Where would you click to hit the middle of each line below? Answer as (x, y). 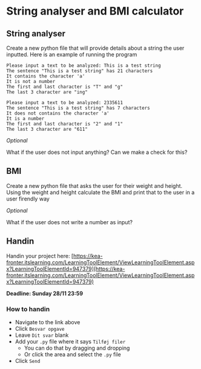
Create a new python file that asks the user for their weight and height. (94, 185)
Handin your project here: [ (40, 256)
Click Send (28, 361)
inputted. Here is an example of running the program (72, 55)
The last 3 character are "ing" (47, 92)
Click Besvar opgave (40, 328)
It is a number (25, 119)
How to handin (28, 309)
